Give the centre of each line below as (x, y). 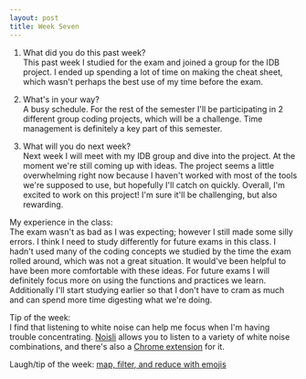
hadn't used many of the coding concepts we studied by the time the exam (150, 251)
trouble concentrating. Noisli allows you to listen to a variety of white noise (150, 337)
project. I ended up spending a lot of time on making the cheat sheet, (153, 72)
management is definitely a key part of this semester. (122, 128)
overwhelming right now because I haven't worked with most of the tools (160, 175)
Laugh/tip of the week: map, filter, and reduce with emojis (118, 364)
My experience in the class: (61, 222)
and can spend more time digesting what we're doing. (111, 300)
